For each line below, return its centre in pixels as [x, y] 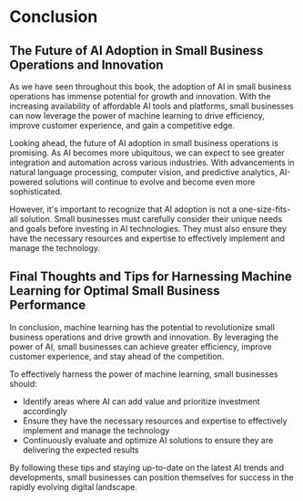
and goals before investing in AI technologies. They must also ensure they [148, 229]
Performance [48, 305]
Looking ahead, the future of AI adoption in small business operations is [144, 143]
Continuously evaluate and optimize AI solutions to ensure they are [148, 440]
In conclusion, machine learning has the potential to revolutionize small [142, 327]
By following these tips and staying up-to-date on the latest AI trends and [147, 467]
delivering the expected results [81, 450]
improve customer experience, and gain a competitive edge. [122, 125]
